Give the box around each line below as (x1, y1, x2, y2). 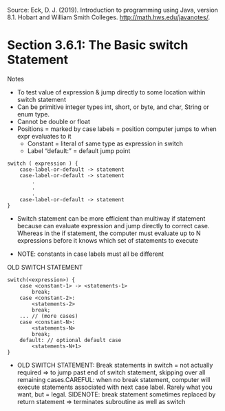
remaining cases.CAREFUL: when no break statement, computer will (17, 375, 211, 383)
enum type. (17, 110, 50, 118)
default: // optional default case (19, 337, 122, 343)
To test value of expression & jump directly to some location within (17, 88, 206, 96)
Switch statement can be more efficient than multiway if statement (17, 214, 206, 223)
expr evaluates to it (17, 132, 72, 140)
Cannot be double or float (17, 117, 91, 126)
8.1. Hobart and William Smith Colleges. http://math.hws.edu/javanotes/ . (7, 13, 211, 21)
